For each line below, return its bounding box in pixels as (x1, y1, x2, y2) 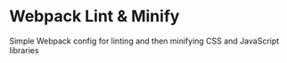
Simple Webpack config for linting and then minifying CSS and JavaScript (9, 35, 280, 46)
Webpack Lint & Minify (9, 6, 180, 27)
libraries (9, 44, 39, 55)
